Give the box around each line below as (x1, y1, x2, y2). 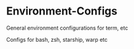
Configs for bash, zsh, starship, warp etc (6, 36, 108, 43)
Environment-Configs (6, 4, 118, 18)
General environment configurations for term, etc (6, 24, 129, 31)
